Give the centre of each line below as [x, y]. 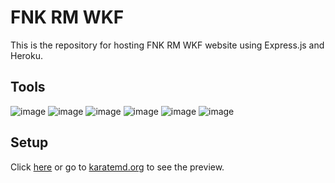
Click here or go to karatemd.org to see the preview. [117, 167]
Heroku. [26, 55]
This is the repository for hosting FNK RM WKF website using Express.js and [167, 45]
